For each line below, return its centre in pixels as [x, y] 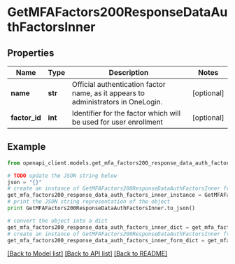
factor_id [26, 118]
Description [129, 72]
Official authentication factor [119, 84]
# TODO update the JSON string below [62, 176]
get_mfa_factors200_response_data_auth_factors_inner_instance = [104, 195]
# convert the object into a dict [58, 221]
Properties [31, 53]
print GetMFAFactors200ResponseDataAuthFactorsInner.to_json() [101, 208]
